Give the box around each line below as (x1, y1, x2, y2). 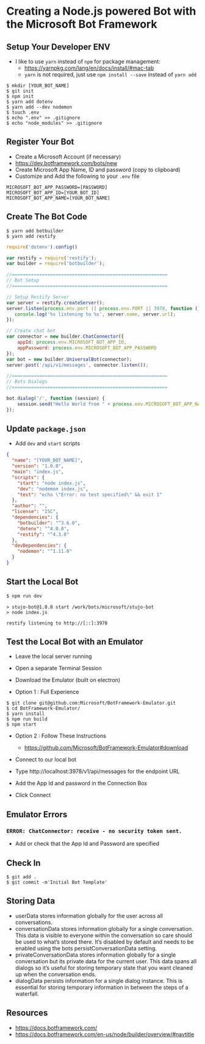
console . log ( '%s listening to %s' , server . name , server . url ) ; (14, 311, 176, 317)
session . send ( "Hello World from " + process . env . (17, 401, 146, 407)
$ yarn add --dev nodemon (6, 104, 72, 110)
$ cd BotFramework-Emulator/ (6, 705, 81, 712)
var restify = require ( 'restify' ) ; (6, 255, 97, 261)
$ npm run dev (6, 593, 43, 599)
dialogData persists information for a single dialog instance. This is (15, 977, 183, 984)
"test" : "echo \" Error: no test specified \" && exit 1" (17, 491, 163, 498)
